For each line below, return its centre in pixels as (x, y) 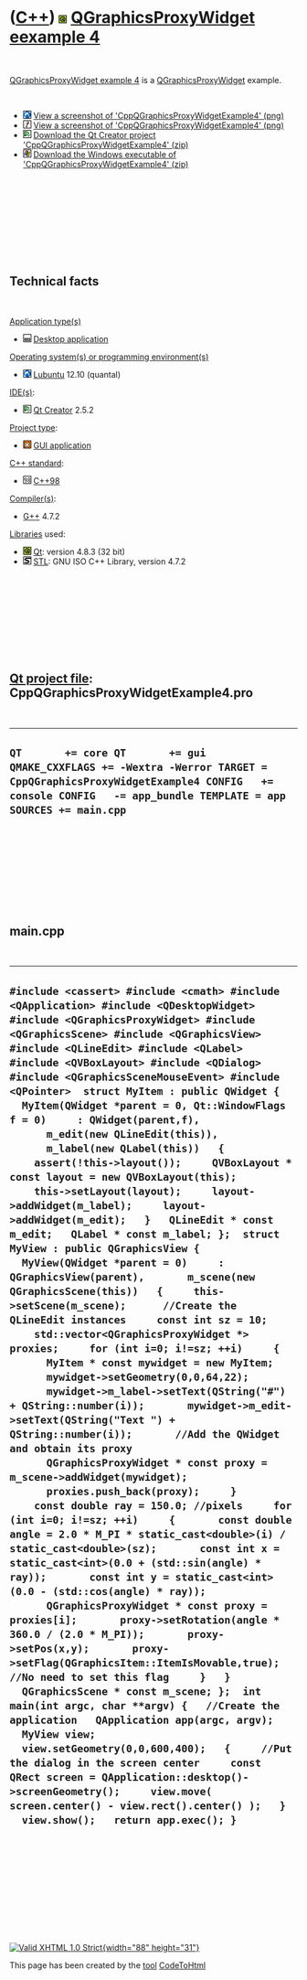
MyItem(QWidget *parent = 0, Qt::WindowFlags (153, 1105)
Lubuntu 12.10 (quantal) (77, 374)
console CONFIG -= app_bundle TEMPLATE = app (148, 795)
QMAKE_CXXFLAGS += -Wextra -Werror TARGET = (138, 767)
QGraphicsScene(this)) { (86, 1291)
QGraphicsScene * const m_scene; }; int (142, 1691)
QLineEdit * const (221, 1220)
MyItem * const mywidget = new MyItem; (160, 1362)
